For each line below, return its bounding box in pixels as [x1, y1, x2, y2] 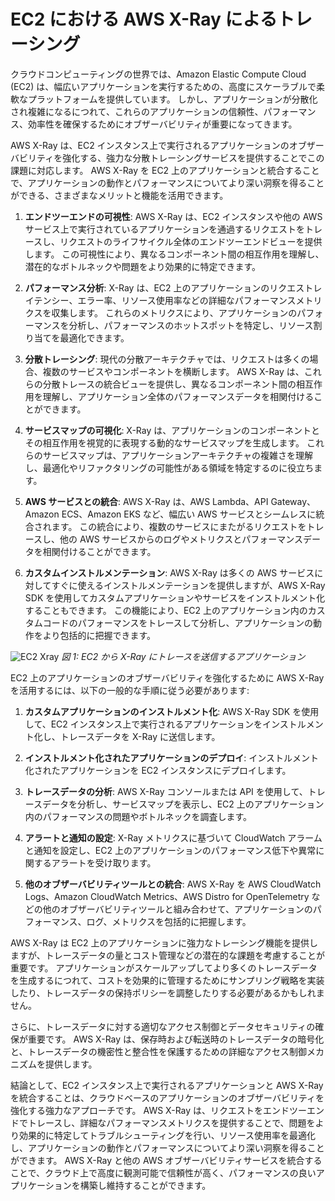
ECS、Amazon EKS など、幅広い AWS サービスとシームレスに [61, 508, 317, 520]
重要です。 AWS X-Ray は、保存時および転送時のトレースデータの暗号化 [27, 1033, 325, 1045]
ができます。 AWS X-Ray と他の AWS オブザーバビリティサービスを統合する [10, 1154, 323, 1166]
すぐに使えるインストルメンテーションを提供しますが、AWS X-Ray [51, 579, 326, 591]
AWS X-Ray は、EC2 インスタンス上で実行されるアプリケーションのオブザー [10, 139, 325, 151]
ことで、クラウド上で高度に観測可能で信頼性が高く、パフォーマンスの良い [10, 1166, 317, 1179]
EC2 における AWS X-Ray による [10, 8, 278, 31]
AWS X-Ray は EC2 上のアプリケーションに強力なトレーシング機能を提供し [10, 936, 318, 949]
